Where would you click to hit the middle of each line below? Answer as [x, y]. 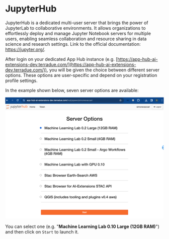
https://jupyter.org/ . [25, 49]
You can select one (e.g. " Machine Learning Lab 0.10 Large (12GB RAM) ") [82, 226]
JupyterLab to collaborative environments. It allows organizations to [75, 28]
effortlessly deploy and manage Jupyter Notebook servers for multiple [78, 33]
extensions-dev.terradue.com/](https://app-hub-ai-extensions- [71, 64]
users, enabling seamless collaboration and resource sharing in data [76, 39]
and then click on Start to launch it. [42, 231]
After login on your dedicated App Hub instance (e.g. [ [61, 59]
